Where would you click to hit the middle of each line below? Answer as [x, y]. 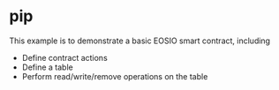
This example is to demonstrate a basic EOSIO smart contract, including [140, 41]
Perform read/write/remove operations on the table [115, 76]
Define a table [47, 67]
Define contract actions [64, 57]
